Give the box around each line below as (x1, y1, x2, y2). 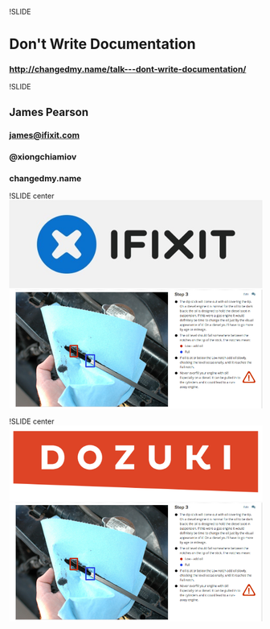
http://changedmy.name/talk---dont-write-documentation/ (9, 64, 247, 75)
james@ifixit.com (9, 129, 80, 140)
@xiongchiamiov (9, 151, 77, 162)
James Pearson (9, 105, 89, 119)
